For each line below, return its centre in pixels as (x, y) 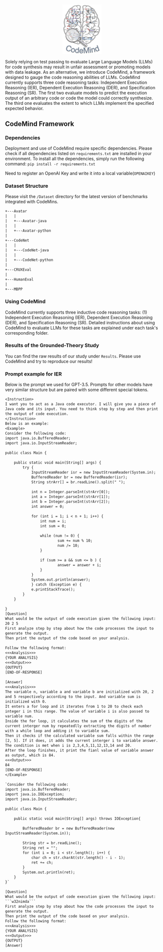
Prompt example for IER (33, 374)
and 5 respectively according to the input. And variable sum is (73, 697)
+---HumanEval (20, 279)
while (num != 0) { (60, 536)
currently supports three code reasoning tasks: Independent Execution (76, 82)
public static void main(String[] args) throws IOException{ (77, 819)
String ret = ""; (40, 848)
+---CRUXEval (18, 270)
